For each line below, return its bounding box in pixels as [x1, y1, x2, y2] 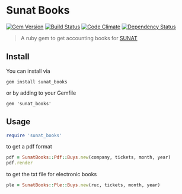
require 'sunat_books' [6, 132, 62, 138]
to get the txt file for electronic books [6, 171, 97, 178]
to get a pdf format [6, 143, 52, 150]
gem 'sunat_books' [6, 101, 52, 106]
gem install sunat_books [6, 79, 68, 85]
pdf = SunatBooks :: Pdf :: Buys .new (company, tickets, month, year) [6, 154, 171, 160]
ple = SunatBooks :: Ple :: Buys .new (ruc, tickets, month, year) [6, 182, 161, 188]
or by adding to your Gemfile [6, 89, 76, 96]
